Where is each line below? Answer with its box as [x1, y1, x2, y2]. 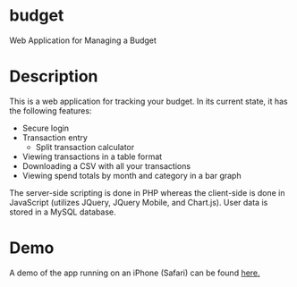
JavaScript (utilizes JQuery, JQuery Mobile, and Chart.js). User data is [9, 197, 268, 207]
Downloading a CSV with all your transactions [21, 160, 191, 171]
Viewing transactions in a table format [21, 151, 163, 162]
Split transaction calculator [35, 141, 135, 152]
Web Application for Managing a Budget [9, 35, 157, 46]
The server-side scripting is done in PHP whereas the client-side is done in [9, 187, 285, 198]
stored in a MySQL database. [9, 207, 116, 217]
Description [9, 66, 98, 87]
